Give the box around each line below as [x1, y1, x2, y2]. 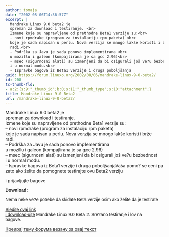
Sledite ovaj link [5, 207, 36, 213]
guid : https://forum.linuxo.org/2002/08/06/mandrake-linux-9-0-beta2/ [5, 73, 156, 78]
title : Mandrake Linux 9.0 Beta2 [5, 91, 75, 96]
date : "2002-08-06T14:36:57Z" [5, 12, 69, 17]
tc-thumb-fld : [5, 82, 35, 87]
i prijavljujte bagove [5, 178, 46, 184]
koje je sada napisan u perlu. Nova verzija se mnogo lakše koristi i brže [5, 131, 152, 137]
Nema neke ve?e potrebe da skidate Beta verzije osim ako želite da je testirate [5, 197, 158, 203]
